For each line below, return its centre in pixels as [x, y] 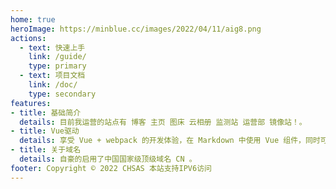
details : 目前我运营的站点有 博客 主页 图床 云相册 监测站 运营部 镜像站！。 [163, 122]
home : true [33, 19]
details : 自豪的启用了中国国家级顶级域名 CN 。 [108, 159]
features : [31, 103]
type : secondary [62, 94]
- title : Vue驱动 [45, 131]
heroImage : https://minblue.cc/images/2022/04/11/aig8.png [136, 29]
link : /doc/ [53, 85]
